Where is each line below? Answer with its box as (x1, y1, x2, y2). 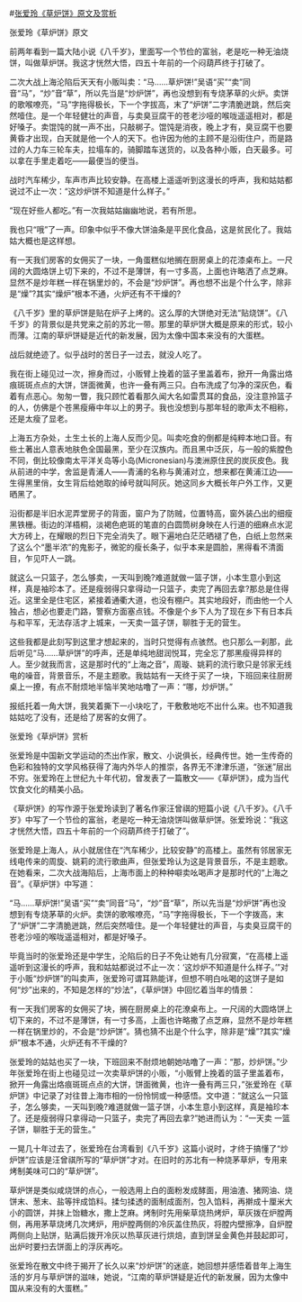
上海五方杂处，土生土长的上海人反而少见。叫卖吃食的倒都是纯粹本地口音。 (9, 432, 285, 443)
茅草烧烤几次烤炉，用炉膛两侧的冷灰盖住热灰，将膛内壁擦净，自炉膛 (40, 1219, 293, 1229)
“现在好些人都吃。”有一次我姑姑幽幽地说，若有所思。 (9, 205, 202, 215)
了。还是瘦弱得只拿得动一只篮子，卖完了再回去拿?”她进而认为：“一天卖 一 (9, 1113, 283, 1124)
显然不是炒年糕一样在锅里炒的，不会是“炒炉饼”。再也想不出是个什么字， (9, 278, 277, 287)
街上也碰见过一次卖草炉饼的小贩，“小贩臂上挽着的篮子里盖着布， (48, 1068, 289, 1079)
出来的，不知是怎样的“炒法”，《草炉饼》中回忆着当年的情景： (31, 985, 256, 995)
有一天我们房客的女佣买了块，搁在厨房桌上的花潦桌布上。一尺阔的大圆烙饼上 (9, 1004, 293, 1014)
